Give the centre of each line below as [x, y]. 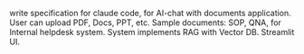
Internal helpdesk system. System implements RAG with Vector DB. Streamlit [152, 32]
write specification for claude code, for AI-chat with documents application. [150, 13]
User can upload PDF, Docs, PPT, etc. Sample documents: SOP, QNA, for [146, 22]
